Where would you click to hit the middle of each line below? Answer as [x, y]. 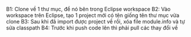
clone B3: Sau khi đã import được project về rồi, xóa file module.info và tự [96, 21]
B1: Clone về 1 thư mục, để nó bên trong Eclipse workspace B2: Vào [88, 9]
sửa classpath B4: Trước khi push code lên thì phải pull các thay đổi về [92, 28]
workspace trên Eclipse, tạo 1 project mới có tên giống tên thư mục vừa [93, 15]
